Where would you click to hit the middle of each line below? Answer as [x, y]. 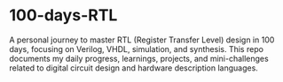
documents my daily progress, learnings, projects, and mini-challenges [139, 58]
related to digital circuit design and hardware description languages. [134, 68]
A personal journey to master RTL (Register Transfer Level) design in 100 [142, 40]
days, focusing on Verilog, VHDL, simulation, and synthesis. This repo [137, 48]
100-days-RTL [63, 15]
